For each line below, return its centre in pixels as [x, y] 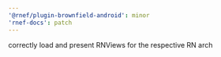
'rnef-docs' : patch [40, 23]
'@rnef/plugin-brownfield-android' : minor [79, 15]
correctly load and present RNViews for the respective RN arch [110, 45]
